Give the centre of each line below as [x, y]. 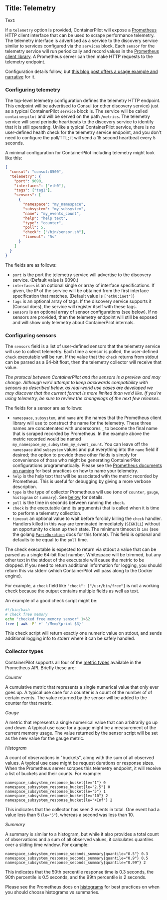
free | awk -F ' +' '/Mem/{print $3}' [44, 624]
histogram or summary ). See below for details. [58, 497]
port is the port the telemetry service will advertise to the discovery [82, 275]
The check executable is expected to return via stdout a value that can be [81, 549]
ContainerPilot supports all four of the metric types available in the [73, 662]
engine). [14, 576]
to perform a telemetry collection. [47, 513]
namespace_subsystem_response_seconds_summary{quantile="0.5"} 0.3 [77, 854]
